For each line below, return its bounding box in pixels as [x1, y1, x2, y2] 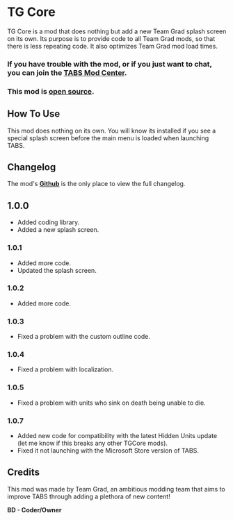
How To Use [7, 108, 61, 120]
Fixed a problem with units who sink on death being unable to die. [17, 399, 207, 407]
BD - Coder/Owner [7, 505, 62, 514]
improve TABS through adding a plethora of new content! [7, 492, 170, 501]
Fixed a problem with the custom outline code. [17, 333, 151, 341]
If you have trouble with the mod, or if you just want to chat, [7, 59, 212, 69]
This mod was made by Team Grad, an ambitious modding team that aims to [7, 485, 226, 493]
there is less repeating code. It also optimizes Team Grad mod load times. [7, 42, 218, 50]
